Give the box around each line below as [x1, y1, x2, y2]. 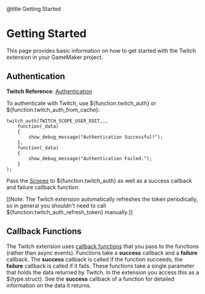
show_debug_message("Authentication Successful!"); [28, 134, 164, 140]
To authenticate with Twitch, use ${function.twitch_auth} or [6, 99, 157, 107]
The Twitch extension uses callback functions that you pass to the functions [6, 242, 199, 250]
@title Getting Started [6, 6, 61, 12]
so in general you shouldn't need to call [6, 202, 106, 209]
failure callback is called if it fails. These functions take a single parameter [6, 262, 195, 269]
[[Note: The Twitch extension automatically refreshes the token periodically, [6, 195, 198, 203]
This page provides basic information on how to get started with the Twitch [6, 47, 196, 54]
